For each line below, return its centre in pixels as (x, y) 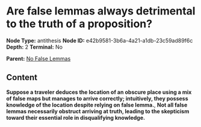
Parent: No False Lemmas (39, 58)
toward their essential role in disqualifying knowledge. (76, 117)
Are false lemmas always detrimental (101, 11)
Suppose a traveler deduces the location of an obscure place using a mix (99, 92)
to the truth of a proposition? (79, 24)
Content (22, 77)
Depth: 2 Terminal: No (35, 47)
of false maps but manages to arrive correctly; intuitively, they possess (97, 98)
